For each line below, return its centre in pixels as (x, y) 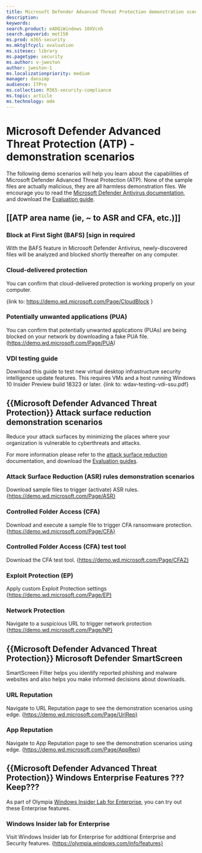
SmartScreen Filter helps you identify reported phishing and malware (92, 673)
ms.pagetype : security (35, 57)
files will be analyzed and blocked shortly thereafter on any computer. (93, 255)
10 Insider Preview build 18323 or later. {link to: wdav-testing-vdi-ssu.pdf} (98, 384)
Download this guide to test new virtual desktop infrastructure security (94, 371)
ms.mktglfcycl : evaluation (40, 46)
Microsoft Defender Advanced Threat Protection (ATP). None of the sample (99, 180)
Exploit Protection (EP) (40, 575)
